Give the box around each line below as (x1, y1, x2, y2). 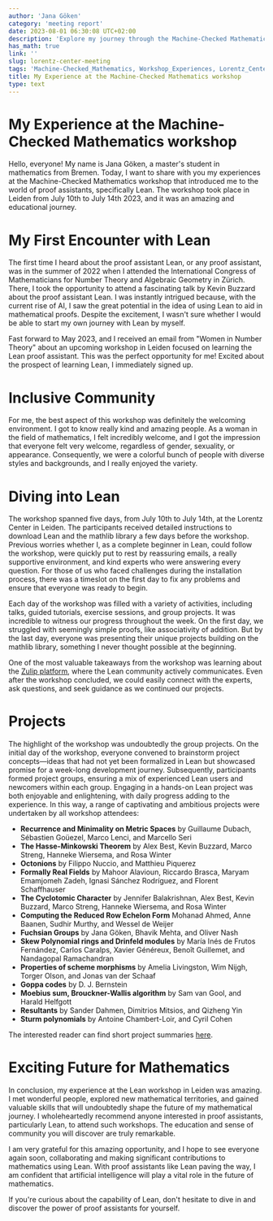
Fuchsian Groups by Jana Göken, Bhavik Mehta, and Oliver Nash (19, 928, 239, 938)
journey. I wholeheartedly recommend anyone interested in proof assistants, (8, 1111, 264, 1121)
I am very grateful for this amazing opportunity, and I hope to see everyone (8, 1145, 260, 1154)
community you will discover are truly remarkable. (8, 1128, 176, 1139)
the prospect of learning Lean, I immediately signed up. (8, 360, 193, 370)
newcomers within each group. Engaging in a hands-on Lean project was (8, 783, 253, 792)
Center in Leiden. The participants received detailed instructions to (8, 522, 232, 533)
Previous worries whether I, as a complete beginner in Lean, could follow (8, 540, 253, 550)
